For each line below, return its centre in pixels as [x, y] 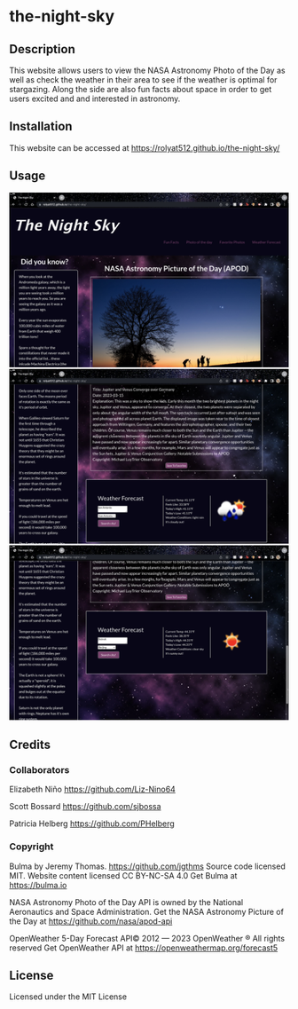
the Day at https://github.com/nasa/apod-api [91, 921]
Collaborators [39, 769]
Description [42, 49]
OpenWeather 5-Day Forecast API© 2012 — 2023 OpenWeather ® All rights [147, 938]
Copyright [31, 847]
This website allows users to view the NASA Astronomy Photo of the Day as [147, 70]
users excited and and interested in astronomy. [95, 99]
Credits [30, 745]
